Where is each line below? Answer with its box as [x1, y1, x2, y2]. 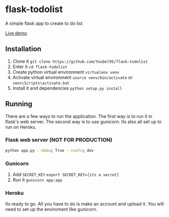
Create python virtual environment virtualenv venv [12, 69, 120, 75]
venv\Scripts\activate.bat [12, 80, 70, 85]
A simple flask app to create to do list [5, 20, 83, 26]
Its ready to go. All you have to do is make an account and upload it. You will [5, 201, 164, 207]
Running [5, 100, 33, 108]
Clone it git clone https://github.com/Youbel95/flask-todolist [12, 58, 148, 64]
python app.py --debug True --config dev [5, 148, 94, 153]
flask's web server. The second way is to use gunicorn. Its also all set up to [5, 118, 162, 124]
